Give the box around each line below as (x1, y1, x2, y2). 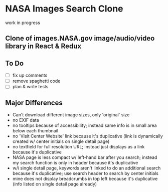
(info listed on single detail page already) (12, 181, 97, 187)
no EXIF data (12, 117, 39, 123)
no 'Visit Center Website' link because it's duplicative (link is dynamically (12, 133, 163, 139)
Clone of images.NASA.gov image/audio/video (5, 34, 155, 43)
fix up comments (12, 72, 48, 78)
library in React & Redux (5, 42, 82, 51)
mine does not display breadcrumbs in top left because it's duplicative (12, 176, 158, 182)
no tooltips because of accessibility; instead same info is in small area (12, 122, 157, 128)
